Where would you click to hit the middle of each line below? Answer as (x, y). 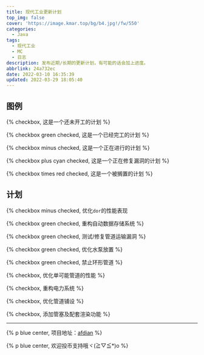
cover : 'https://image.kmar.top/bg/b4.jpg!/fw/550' (73, 23)
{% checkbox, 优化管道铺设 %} (45, 301)
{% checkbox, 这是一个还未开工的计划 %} (58, 122)
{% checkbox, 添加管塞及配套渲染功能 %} (58, 314)
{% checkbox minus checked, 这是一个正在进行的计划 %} (78, 147)
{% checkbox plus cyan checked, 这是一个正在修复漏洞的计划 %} (88, 160)
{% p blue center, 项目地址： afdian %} (54, 332)
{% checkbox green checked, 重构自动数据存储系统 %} (75, 223)
